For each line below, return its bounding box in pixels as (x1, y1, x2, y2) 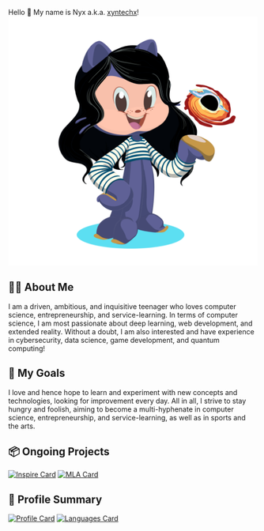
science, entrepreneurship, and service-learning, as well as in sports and (8, 412, 247, 422)
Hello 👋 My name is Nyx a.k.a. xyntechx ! (8, 8, 140, 17)
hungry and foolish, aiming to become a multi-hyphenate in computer (8, 404, 235, 414)
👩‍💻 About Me (8, 281, 74, 294)
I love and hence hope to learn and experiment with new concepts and (8, 387, 238, 397)
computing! (8, 344, 46, 353)
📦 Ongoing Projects (8, 445, 110, 458)
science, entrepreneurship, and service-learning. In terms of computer (8, 310, 239, 319)
